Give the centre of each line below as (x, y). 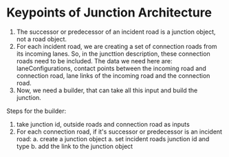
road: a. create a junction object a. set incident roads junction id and (113, 138)
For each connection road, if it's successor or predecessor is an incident (119, 132)
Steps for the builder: (36, 111)
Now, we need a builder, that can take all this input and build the (107, 90)
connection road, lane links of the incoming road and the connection (113, 75)
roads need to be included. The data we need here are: (94, 61)
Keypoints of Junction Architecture (109, 13)
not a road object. (41, 39)
